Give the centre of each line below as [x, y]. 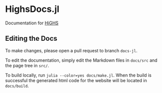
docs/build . [17, 86]
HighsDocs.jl [32, 9]
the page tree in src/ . [27, 65]
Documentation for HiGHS [32, 23]
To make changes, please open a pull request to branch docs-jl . [71, 50]
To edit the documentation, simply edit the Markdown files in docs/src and [81, 60]
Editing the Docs [31, 39]
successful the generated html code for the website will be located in [76, 80]
